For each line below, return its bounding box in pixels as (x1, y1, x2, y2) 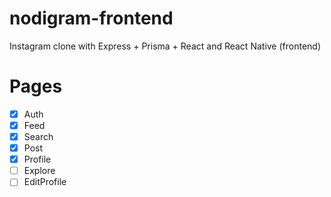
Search (23, 131, 54, 142)
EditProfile (23, 176, 67, 188)
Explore (23, 165, 56, 177)
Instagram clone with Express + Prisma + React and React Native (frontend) (9, 40, 322, 52)
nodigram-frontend (9, 7, 174, 30)
